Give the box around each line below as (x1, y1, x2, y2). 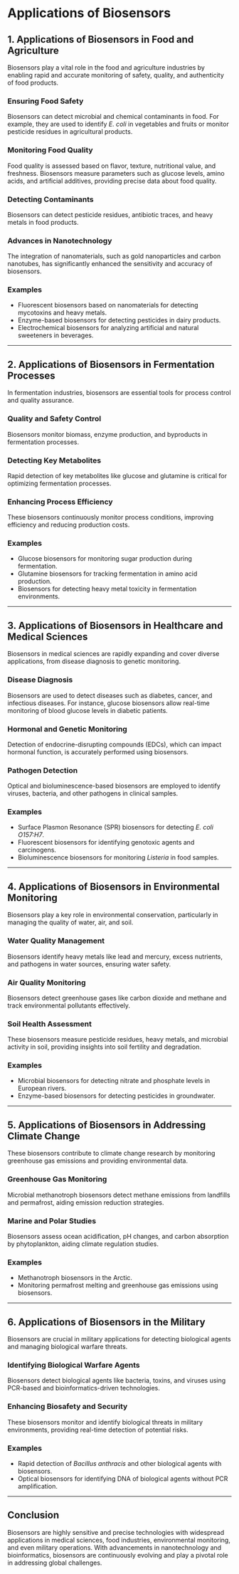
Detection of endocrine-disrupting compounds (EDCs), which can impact (7, 740, 222, 749)
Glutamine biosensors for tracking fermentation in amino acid (17, 569, 198, 578)
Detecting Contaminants (7, 194, 94, 204)
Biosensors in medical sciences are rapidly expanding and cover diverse (7, 650, 220, 658)
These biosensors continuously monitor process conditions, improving (7, 513, 214, 522)
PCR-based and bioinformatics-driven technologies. (7, 1384, 160, 1393)
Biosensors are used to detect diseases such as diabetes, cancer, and (7, 691, 213, 699)
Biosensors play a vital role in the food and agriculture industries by (7, 63, 205, 72)
